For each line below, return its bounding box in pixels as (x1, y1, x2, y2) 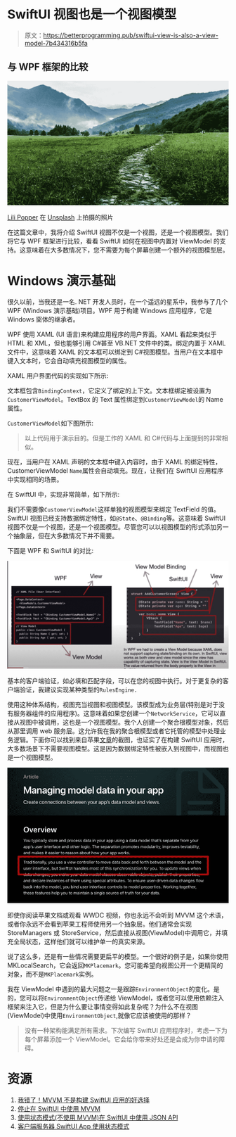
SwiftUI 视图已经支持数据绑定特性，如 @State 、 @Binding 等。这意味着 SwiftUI (7, 514, 226, 522)
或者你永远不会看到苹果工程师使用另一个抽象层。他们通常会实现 (7, 920, 192, 928)
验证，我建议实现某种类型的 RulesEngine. (19, 685, 138, 694)
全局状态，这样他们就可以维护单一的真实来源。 (13, 937, 149, 946)
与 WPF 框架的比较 (7, 61, 88, 73)
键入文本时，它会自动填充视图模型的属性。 (7, 356, 131, 364)
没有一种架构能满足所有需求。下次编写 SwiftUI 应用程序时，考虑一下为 (24, 1026, 228, 1034)
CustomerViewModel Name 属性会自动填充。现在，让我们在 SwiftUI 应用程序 (7, 466, 223, 475)
